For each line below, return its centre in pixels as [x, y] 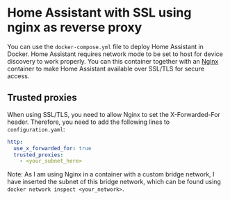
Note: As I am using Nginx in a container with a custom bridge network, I [111, 174]
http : [15, 142]
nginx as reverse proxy [75, 27]
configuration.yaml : [36, 129]
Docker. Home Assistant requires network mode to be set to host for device [115, 54]
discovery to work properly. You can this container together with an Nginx [113, 61]
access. [18, 76]
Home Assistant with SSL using [99, 13]
